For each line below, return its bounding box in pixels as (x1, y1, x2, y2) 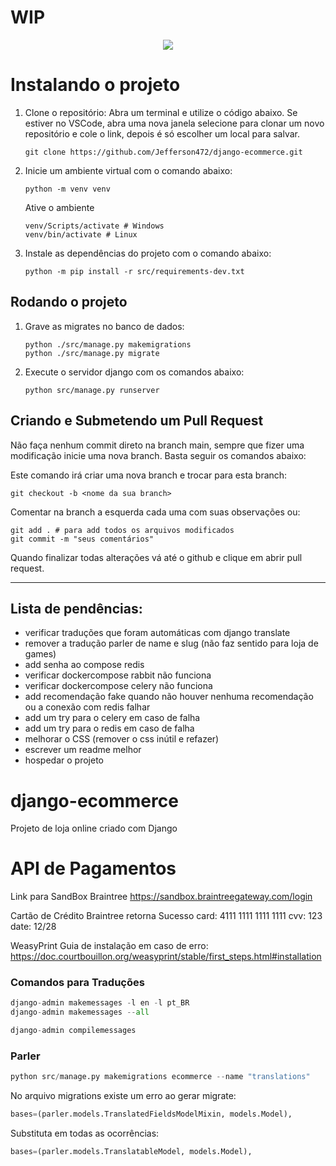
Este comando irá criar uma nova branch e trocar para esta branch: (10, 469, 288, 481)
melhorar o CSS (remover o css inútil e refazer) (24, 733, 220, 745)
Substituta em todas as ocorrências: (10, 1127, 160, 1140)
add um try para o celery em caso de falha (24, 712, 201, 724)
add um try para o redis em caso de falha (24, 722, 195, 735)
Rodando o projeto (10, 294, 128, 311)
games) (24, 648, 57, 660)
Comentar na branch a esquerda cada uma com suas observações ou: (10, 506, 301, 518)
